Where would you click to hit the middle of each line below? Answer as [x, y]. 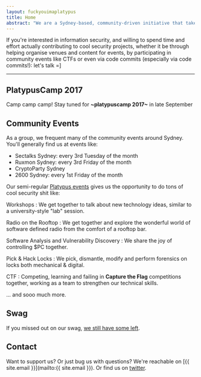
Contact [22, 347]
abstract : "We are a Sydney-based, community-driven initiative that [95, 23]
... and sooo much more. [36, 294]
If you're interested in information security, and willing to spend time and [95, 40]
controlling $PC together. [37, 247]
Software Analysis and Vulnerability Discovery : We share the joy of [89, 240]
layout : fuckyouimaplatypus [41, 12]
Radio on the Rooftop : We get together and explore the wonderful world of [98, 222]
